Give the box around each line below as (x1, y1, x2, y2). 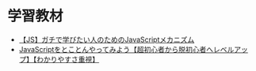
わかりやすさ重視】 (36, 54, 100, 64)
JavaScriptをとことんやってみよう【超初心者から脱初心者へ (18, 44, 214, 54)
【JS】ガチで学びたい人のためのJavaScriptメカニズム (18, 35, 195, 44)
